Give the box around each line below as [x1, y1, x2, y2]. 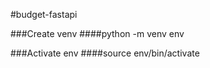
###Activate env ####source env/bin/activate [10, 47, 200, 59]
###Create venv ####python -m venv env [10, 28, 185, 39]
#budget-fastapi [10, 9, 78, 20]
